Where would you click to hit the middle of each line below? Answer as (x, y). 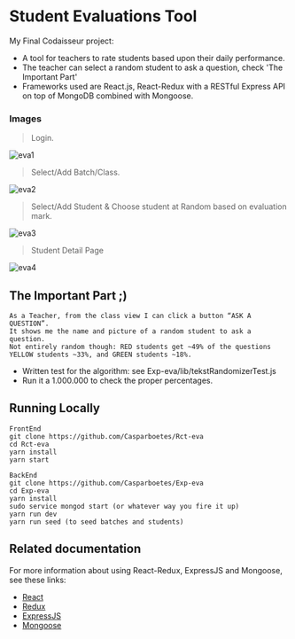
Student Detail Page (67, 251)
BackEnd (23, 475)
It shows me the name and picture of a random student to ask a (130, 331)
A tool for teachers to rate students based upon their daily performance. (153, 58)
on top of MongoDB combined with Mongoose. (108, 96)
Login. (43, 138)
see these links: (38, 580)
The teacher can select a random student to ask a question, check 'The (152, 67)
